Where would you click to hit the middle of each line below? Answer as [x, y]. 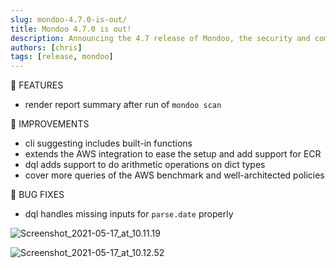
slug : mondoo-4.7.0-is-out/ [69, 19]
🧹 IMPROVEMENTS [50, 124]
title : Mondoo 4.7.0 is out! [71, 29]
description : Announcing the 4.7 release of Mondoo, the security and [160, 38]
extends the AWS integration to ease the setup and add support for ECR [173, 154]
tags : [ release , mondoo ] [62, 57]
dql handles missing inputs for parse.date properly [129, 214]
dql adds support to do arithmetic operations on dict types [145, 165]
